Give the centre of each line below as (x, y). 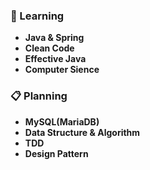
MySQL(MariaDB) (62, 121)
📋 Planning (39, 96)
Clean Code (49, 48)
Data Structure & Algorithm (82, 132)
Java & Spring (54, 38)
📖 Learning (37, 16)
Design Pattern (56, 153)
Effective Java (55, 59)
